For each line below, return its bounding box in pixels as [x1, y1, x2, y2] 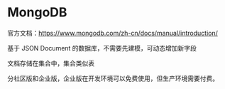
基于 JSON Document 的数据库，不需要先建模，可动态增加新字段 [7, 43, 197, 52]
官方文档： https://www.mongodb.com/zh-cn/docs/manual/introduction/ [7, 28, 219, 37]
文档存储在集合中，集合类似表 [7, 58, 94, 68]
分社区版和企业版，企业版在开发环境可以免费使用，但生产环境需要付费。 [7, 74, 219, 83]
